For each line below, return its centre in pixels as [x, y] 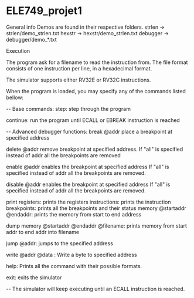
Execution [18, 50]
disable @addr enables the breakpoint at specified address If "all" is [88, 184]
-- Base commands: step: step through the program [68, 109]
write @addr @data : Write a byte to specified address [72, 255]
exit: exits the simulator [34, 277]
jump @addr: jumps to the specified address [59, 243]
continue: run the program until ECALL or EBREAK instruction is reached [93, 120]
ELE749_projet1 [44, 11]
